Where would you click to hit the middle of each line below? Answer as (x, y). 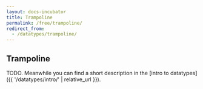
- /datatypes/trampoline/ (45, 34)
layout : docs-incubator (36, 12)
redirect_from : (25, 29)
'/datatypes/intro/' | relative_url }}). (58, 79)
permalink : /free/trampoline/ (45, 23)
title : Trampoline (29, 17)
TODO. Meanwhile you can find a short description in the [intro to (88, 73)
